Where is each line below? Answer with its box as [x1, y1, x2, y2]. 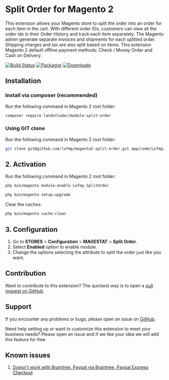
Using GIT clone [5, 125, 45, 132]
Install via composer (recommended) [5, 92, 98, 99]
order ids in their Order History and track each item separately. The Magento [5, 31, 164, 37]
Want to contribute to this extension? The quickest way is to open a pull [5, 282, 153, 288]
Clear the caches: [5, 202, 42, 208]
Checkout [12, 369, 33, 376]
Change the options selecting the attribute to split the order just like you [12, 249, 161, 255]
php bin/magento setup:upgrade [5, 193, 71, 198]
